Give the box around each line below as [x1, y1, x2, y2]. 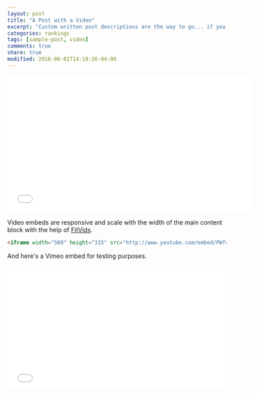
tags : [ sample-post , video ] [7, 36, 89, 43]
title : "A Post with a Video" [7, 17, 95, 24]
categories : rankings [7, 29, 70, 37]
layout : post [7, 10, 45, 17]
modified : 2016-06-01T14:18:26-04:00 [7, 56, 117, 63]
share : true [7, 50, 42, 56]
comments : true [7, 43, 52, 50]
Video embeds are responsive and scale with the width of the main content [7, 218, 223, 227]
